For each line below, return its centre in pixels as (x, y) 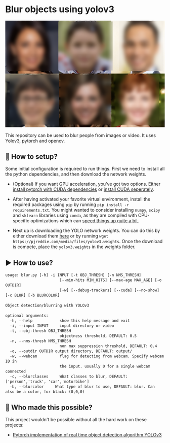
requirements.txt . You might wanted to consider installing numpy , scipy (86, 210)
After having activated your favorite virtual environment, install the (81, 199)
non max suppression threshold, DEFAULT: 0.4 (108, 346)
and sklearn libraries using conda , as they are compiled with (75, 215)
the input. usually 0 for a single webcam (105, 366)
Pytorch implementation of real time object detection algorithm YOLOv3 (87, 435)
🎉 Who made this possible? (49, 407)
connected (16, 371)
